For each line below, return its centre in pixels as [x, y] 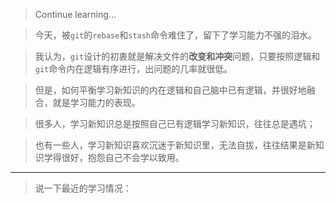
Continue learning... [75, 14]
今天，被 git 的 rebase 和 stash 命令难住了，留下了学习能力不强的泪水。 [176, 35]
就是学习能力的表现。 [96, 102]
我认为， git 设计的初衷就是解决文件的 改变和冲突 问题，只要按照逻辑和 [177, 56]
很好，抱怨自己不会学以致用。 [123, 157]
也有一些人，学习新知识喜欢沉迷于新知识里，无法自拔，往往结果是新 [175, 145]
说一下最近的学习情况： [83, 188]
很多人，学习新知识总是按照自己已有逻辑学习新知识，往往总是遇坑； [175, 123]
